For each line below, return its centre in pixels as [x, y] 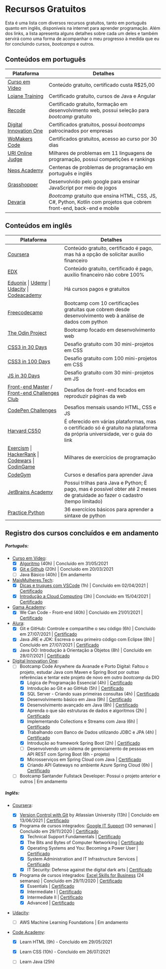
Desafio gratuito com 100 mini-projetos [110, 358]
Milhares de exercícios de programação [110, 457]
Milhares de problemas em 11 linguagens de [100, 153]
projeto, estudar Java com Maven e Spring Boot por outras [79, 672]
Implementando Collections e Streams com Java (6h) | [83, 721]
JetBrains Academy [30, 492]
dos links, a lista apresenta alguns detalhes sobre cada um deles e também [82, 33]
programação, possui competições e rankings [102, 159]
